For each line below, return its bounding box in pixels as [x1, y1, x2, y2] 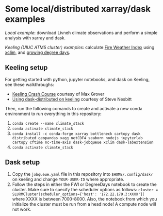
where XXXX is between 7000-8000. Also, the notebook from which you [12, 196, 157, 202]
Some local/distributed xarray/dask [5, 3, 151, 15]
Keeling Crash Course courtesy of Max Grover [12, 91, 105, 97]
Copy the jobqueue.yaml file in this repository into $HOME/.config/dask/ [12, 171, 153, 177]
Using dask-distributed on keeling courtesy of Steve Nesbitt [12, 96, 132, 102]
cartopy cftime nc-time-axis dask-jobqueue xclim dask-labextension [12, 140, 154, 145]
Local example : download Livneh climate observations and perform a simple [5, 30, 158, 35]
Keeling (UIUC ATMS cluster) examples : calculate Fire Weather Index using [5, 44, 155, 50]
